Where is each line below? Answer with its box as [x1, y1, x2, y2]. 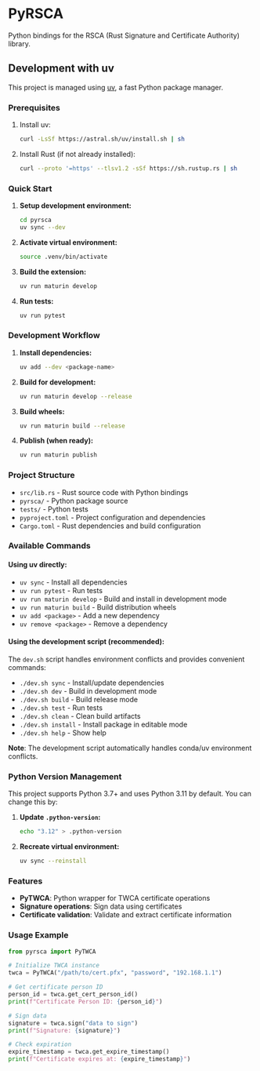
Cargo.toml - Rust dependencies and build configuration [19, 521, 201, 530]
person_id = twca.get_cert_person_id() [8, 990, 139, 999]
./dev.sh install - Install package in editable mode [19, 719, 188, 729]
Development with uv [8, 62, 115, 75]
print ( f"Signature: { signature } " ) [8, 1026, 121, 1034]
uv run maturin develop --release [19, 392, 132, 400]
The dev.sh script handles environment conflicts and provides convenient [8, 654, 245, 664]
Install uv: [19, 120, 51, 129]
